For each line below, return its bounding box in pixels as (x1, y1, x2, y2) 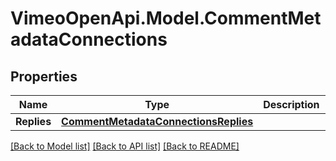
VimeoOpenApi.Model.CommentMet (10, 7, 322, 30)
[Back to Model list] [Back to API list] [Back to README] (10, 140, 240, 152)
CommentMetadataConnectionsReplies (61, 115, 254, 128)
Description (263, 98, 320, 111)
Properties (10, 68, 78, 85)
